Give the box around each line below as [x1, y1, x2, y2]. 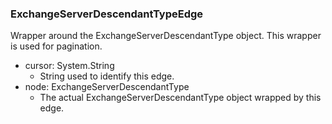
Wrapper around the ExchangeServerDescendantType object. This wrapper [10, 30, 322, 42]
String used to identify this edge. [39, 70, 175, 82]
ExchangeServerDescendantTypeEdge [10, 7, 204, 21]
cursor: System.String [24, 60, 115, 72]
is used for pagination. [10, 40, 103, 52]
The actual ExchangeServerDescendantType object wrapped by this [39, 92, 322, 104]
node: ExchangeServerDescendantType [24, 81, 190, 93]
